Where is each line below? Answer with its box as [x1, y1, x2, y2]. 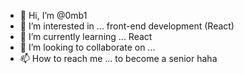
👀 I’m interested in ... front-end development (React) [19, 20, 235, 32]
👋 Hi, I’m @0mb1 [19, 10, 88, 21]
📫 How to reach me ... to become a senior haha [19, 53, 218, 64]
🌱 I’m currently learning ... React [19, 31, 153, 42]
